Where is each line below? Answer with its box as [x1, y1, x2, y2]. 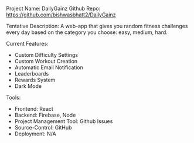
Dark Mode [14, 83, 42, 90]
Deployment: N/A [14, 130, 57, 137]
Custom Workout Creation [14, 58, 78, 64]
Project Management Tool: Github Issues [14, 118, 113, 125]
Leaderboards [14, 70, 49, 77]
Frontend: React [14, 105, 54, 112]
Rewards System [14, 76, 56, 83]
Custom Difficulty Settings [14, 52, 78, 58]
